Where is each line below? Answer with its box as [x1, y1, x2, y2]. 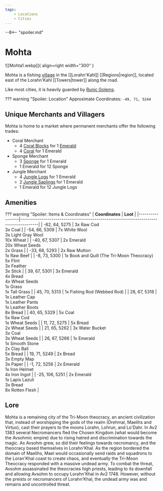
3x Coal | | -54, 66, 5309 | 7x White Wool [5, 227, 88, 233]
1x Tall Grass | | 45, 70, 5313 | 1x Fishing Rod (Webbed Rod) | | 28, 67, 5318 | [5, 289, 157, 294]
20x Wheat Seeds [5, 242, 41, 248]
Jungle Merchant [12, 169, 47, 175]
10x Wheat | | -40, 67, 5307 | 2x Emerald [5, 237, 86, 243]
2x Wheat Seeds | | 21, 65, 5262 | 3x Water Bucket [5, 325, 106, 331]
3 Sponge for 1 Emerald [19, 159, 67, 164]
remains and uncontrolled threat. [5, 481, 71, 487]
